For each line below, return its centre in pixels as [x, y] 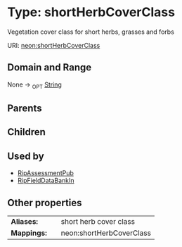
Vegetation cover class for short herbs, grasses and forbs [91, 32]
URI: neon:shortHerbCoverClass [54, 45]
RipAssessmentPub [45, 173]
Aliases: [25, 221]
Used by [26, 156]
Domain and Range [50, 68]
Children [26, 132]
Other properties [45, 202]
